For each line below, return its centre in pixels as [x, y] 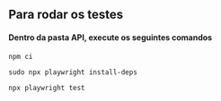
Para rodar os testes [66, 15]
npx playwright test [47, 88]
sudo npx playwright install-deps [73, 72]
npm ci [21, 56]
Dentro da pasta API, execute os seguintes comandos [110, 37]
